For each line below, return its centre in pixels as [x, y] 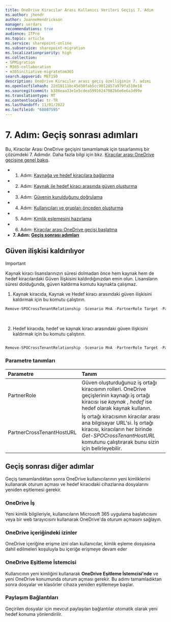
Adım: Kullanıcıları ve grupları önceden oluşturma [72, 208]
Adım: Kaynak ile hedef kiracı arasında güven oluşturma [79, 186]
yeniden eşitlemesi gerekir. [34, 489]
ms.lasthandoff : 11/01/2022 [35, 105]
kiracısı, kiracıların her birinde [117, 429]
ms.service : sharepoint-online [38, 43]
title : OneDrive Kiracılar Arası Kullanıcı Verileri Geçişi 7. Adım [79, 10]
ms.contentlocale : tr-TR [32, 100]
